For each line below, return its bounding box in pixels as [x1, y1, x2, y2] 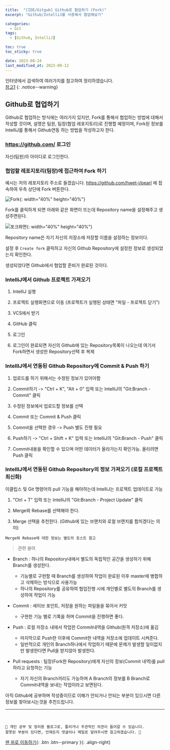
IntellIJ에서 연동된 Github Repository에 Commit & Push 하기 [5, 363, 149, 370]
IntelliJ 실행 [12, 289, 36, 295]
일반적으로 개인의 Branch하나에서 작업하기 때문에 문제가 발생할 [20, 641, 145, 647]
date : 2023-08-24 [5, 58, 42, 63]
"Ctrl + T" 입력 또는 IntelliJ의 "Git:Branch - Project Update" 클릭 [12, 497, 143, 503]
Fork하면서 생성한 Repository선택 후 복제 [12, 348, 95, 355]
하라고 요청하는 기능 [12, 665, 52, 671]
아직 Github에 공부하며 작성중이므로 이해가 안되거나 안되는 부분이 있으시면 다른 [5, 692, 161, 698]
